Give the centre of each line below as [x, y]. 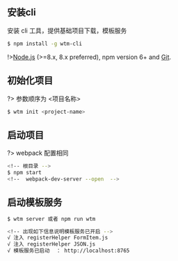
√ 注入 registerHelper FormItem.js [58, 238]
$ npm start [24, 173]
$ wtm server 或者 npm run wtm [51, 219]
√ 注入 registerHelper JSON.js [51, 244]
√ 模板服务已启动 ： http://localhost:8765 [68, 251]
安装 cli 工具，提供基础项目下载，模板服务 [67, 31]
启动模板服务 [35, 202]
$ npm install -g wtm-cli [44, 44]
